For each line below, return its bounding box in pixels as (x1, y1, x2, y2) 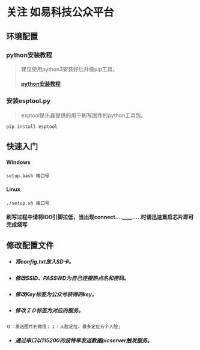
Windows (6, 158, 31, 166)
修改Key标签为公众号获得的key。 (14, 291, 97, 298)
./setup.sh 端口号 (6, 200, 50, 206)
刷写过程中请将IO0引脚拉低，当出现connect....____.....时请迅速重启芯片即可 (6, 214, 194, 221)
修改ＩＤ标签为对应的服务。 (14, 307, 84, 314)
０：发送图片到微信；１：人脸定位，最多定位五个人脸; (6, 324, 121, 330)
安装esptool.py (6, 97, 51, 105)
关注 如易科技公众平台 (6, 5, 114, 19)
